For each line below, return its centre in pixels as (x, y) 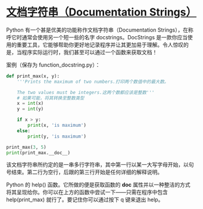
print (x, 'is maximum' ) (57, 126)
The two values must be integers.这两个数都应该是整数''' (86, 92)
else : (24, 131)
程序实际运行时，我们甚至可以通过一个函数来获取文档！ (90, 52)
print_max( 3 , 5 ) (26, 147)
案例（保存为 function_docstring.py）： (53, 65)
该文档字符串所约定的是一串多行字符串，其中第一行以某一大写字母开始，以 (97, 165)
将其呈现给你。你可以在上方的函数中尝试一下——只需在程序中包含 (87, 192)
